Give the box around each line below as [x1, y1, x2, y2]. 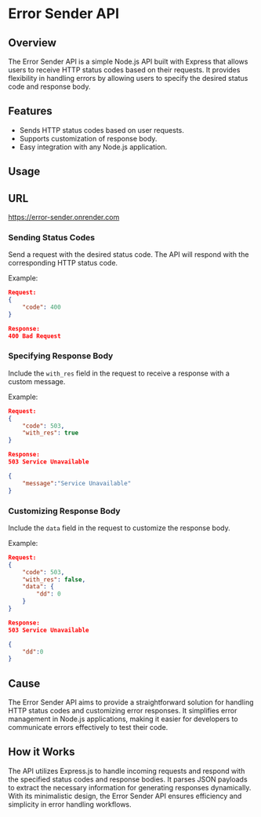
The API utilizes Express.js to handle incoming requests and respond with [8, 766, 245, 775]
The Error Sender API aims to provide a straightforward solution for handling [8, 698, 254, 707]
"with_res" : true [22, 429, 79, 437]
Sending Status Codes [8, 232, 96, 243]
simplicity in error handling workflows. [8, 799, 132, 809]
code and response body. [8, 82, 91, 91]
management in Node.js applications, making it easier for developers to [8, 714, 238, 724]
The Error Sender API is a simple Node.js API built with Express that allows [8, 57, 248, 66]
